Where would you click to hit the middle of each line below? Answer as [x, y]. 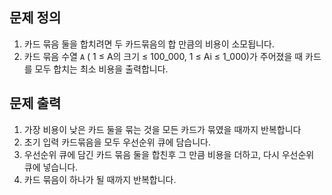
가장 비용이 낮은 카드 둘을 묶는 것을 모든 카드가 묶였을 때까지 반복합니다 [162, 129]
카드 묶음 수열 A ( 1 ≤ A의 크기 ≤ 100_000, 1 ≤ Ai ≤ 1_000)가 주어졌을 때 [163, 56]
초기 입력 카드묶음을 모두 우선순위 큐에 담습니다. [117, 142]
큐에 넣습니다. [51, 167]
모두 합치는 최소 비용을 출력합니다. [101, 69]
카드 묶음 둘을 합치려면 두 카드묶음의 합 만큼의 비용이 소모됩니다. [149, 44]
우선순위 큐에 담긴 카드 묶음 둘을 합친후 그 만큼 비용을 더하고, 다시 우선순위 [169, 154]
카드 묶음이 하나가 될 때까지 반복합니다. [100, 179]
